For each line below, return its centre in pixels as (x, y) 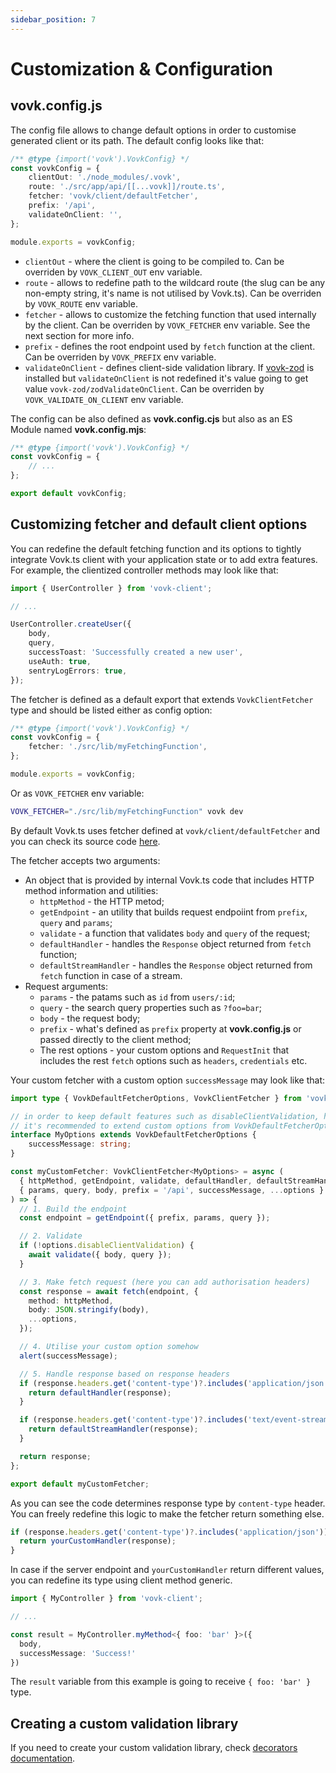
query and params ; (76, 922)
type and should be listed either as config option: (111, 710)
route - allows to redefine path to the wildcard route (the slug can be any (175, 282)
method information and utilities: (91, 890)
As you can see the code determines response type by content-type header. (168, 1503)
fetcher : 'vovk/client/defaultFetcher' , (113, 196)
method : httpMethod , (71, 1301)
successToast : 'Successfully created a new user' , (136, 652)
